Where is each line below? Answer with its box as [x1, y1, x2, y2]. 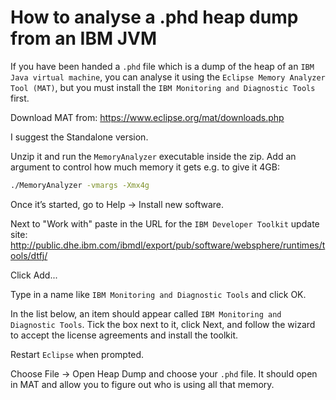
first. [10, 92, 30, 104]
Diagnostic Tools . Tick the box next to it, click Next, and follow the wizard [10, 318, 316, 330]
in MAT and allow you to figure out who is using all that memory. [10, 378, 275, 390]
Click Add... [10, 269, 58, 281]
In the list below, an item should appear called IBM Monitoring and [10, 307, 282, 320]
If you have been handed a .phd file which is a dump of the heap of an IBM [10, 60, 315, 72]
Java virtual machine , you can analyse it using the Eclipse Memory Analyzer [10, 71, 326, 83]
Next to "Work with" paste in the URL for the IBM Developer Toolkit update [10, 217, 320, 230]
